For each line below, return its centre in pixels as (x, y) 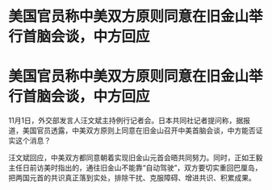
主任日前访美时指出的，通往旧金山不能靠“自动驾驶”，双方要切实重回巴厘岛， (135, 168)
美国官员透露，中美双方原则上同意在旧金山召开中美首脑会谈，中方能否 (139, 130)
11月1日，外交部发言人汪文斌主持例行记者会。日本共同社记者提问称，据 (126, 121)
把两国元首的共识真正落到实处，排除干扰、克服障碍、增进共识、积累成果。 (132, 178)
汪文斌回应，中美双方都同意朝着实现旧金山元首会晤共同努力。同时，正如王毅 (136, 158)
